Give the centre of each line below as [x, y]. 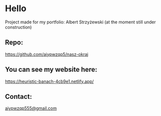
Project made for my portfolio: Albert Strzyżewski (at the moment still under [80, 22]
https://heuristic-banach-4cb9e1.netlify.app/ [49, 81]
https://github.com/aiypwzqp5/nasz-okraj [47, 54]
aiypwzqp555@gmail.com [31, 108]
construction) [18, 27]
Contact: [19, 96]
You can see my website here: [51, 69]
